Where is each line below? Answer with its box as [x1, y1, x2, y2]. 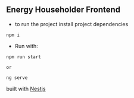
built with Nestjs [6, 85, 46, 92]
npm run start [6, 53, 42, 60]
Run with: [14, 42, 39, 49]
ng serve [6, 74, 28, 81]
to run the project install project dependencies [14, 20, 129, 27]
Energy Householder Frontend [6, 5, 121, 15]
